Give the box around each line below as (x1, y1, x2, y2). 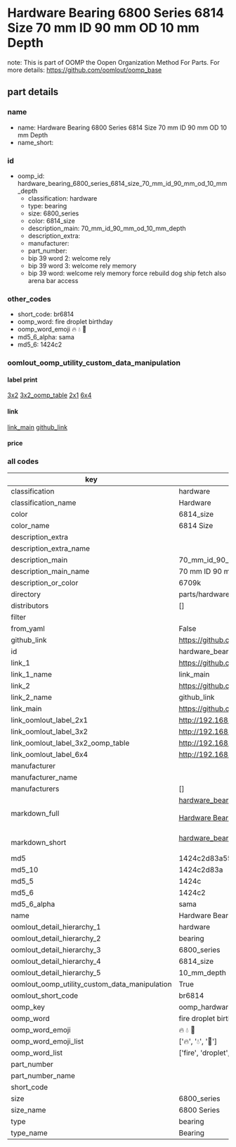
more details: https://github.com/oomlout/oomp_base (7, 65, 162, 74)
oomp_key (11, 1002, 46, 1012)
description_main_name (11, 567, 90, 577)
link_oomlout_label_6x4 (11, 750, 88, 760)
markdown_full (11, 808, 60, 818)
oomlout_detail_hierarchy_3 (11, 945, 101, 955)
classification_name (11, 498, 77, 508)
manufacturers (11, 784, 60, 794)
